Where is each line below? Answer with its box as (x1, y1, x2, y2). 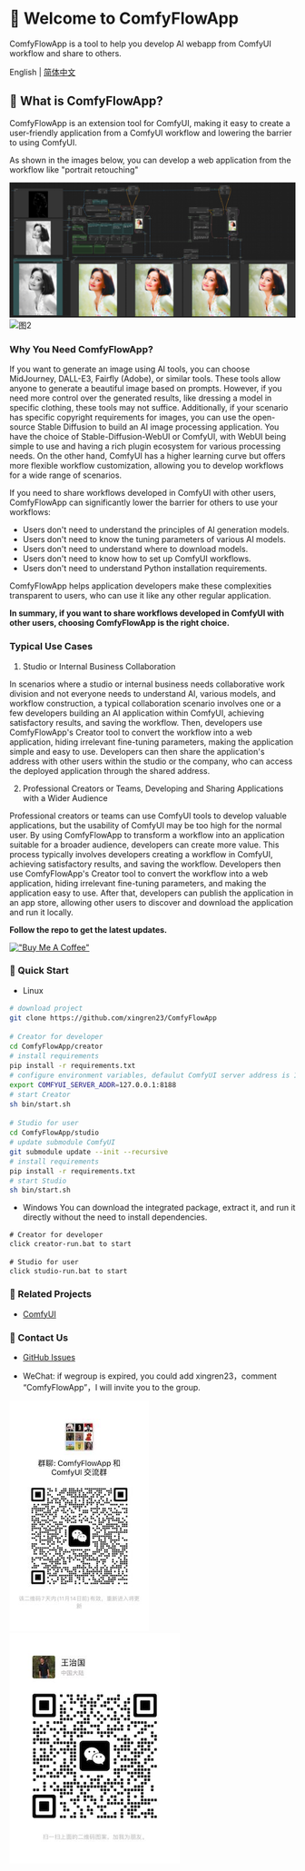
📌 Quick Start (9, 965, 70, 977)
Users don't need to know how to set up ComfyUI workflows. (22, 553, 251, 564)
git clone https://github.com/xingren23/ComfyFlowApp (9, 1013, 218, 1023)
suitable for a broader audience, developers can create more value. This (9, 839, 280, 850)
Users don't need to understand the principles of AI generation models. (22, 524, 290, 535)
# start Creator (9, 1090, 71, 1099)
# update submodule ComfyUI (9, 1138, 116, 1147)
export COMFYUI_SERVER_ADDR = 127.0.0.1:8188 (9, 1080, 177, 1089)
